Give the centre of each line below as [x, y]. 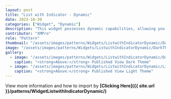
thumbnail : [17, 43]
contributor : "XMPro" [28, 34]
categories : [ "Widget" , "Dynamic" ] [43, 24]
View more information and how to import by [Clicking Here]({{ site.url [80, 86]
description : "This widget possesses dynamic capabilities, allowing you [85, 29]
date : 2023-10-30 [24, 19]
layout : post [19, 10]
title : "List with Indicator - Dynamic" [49, 15]
